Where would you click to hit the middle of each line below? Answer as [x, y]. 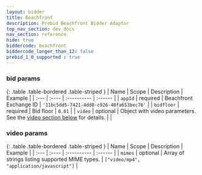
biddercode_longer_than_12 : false [50, 52]
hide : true [20, 40]
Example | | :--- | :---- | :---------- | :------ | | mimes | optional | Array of [95, 153]
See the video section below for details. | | [59, 117]
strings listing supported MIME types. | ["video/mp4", [73, 159]
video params [27, 133]
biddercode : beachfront [37, 46]
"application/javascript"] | [42, 166]
